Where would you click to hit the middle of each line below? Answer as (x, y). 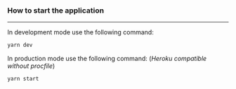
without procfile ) (31, 66)
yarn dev (20, 45)
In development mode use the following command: (81, 32)
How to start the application (55, 11)
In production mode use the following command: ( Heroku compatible (107, 59)
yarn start (23, 79)
